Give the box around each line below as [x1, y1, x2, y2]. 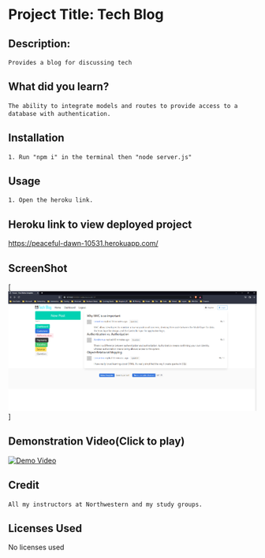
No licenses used [8, 542, 65, 552]
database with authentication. [8, 110, 111, 117]
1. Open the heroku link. [8, 196, 93, 204]
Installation [8, 132, 65, 145]
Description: [8, 37, 71, 50]
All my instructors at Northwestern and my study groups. [8, 500, 203, 508]
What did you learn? [8, 80, 110, 94]
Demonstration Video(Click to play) [8, 435, 185, 448]
